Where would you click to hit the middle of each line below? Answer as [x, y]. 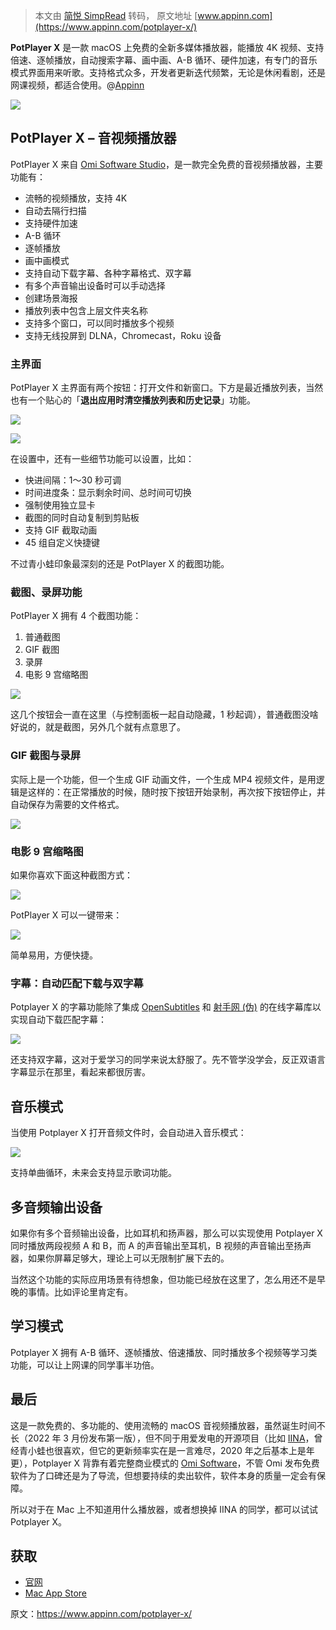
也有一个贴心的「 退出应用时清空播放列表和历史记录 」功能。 [133, 400]
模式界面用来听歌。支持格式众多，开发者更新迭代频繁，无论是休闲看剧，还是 [168, 72]
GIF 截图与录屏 [46, 756]
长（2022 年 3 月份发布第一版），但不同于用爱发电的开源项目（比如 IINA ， [162, 1438]
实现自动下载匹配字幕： [58, 1020]
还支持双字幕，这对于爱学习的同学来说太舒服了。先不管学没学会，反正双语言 [168, 1060]
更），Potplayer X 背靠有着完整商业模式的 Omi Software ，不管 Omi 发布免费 [165, 1463]
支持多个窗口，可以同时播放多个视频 [99, 323]
